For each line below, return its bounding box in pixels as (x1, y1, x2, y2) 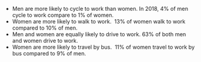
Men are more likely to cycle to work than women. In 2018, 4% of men (12, 5, 188, 12)
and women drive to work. (12, 37, 78, 44)
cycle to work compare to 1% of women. (12, 11, 114, 19)
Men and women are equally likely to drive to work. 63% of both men (12, 31, 186, 38)
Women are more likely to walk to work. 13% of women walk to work (12, 18, 186, 25)
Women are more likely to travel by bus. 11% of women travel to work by (12, 43, 195, 51)
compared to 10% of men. (12, 24, 78, 31)
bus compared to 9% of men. (12, 50, 87, 57)
